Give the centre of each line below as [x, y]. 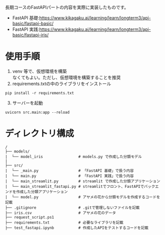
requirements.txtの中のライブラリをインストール [62, 83]
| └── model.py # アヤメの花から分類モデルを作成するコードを [83, 197]
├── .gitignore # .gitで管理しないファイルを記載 [72, 208]
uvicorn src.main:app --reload [37, 112]
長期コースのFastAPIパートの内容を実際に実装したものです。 [67, 7]
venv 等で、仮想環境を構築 [39, 71]
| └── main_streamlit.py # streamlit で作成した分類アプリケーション [83, 181]
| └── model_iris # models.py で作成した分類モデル [74, 157]
